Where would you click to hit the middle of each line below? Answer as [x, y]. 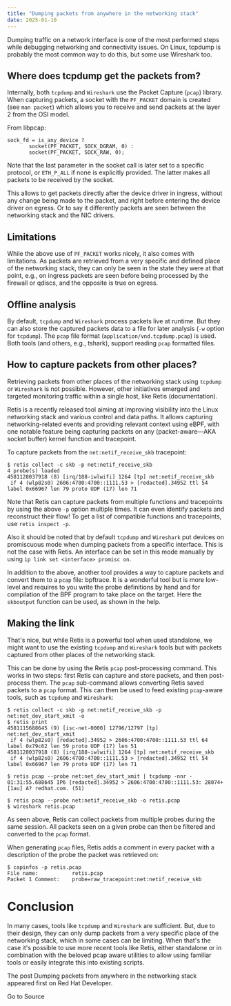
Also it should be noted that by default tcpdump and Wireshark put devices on [116, 537]
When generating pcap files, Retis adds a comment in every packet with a [111, 847]
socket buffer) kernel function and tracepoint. [72, 439]
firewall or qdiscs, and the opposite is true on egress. [83, 283]
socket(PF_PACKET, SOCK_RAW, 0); [77, 152]
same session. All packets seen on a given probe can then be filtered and [111, 826]
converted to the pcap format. [49, 834]
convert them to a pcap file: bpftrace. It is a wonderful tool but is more [106, 579]
